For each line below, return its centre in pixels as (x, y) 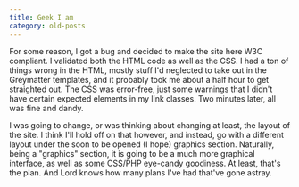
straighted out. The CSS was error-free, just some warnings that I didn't (141, 89)
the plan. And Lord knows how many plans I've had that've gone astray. (141, 172)
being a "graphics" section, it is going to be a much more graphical (132, 153)
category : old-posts (48, 26)
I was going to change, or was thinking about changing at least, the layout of (150, 125)
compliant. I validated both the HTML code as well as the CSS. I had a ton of (149, 61)
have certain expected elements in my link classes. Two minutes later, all (143, 98)
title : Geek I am (42, 17)
